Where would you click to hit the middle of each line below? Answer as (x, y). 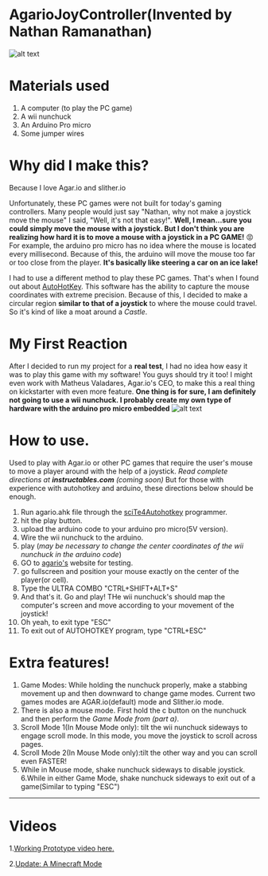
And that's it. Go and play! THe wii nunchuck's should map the (123, 596)
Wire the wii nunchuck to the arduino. (82, 537)
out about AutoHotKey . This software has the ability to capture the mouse (129, 286)
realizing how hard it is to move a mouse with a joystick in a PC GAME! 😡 (131, 237)
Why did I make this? (79, 166)
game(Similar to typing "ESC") (70, 786)
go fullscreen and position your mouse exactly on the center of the (130, 571)
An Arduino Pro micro (56, 124)
